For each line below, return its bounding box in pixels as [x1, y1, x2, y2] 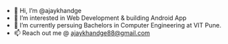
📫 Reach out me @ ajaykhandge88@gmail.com [13, 29, 151, 37]
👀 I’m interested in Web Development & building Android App [13, 14, 187, 22]
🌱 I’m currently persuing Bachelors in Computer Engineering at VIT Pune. [13, 21, 222, 29]
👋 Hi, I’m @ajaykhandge [13, 7, 82, 14]
